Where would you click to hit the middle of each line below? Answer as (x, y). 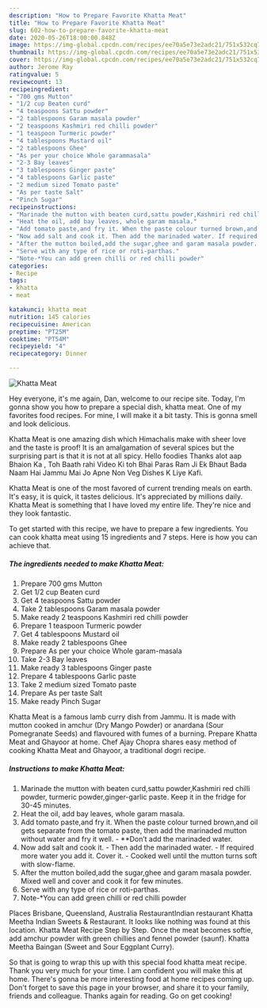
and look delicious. (40, 424)
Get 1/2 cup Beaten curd (60, 591)
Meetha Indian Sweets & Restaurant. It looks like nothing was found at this (130, 921)
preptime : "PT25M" (39, 332)
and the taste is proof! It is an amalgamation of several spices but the (122, 447)
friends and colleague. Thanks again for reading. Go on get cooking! (120, 995)
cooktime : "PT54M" (39, 339)
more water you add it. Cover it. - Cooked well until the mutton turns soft (139, 855)
